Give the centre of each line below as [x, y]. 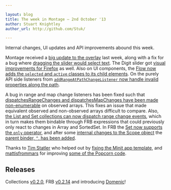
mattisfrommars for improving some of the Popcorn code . [66, 153]
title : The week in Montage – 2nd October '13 [56, 19]
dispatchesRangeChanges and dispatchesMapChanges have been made [82, 100]
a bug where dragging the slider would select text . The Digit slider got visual [86, 63]
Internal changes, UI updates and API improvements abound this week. [80, 48]
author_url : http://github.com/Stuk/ [45, 29]
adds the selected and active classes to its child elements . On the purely [82, 74]
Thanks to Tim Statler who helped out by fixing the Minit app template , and [84, 148]
